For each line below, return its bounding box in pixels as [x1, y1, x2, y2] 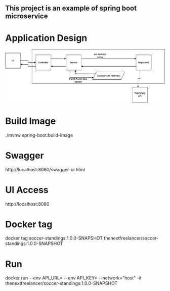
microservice [5, 12, 48, 21]
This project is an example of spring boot [5, 4, 137, 13]
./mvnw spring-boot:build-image [5, 132, 73, 138]
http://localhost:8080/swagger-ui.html [5, 166, 85, 172]
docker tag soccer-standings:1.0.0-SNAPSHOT [5, 235, 103, 241]
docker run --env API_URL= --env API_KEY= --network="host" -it [5, 275, 142, 281]
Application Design [5, 32, 88, 43]
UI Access [5, 184, 49, 196]
